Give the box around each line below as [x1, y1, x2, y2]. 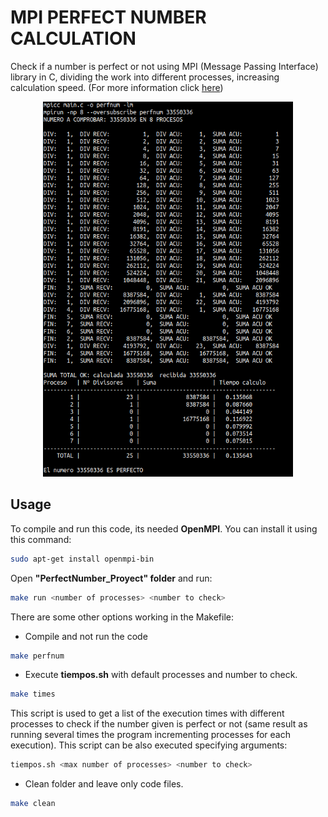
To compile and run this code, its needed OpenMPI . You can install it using [10, 522, 318, 535]
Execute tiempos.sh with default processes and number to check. [24, 669, 298, 681]
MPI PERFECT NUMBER [10, 6, 207, 29]
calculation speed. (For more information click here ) [10, 81, 224, 93]
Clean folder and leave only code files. [24, 778, 184, 790]
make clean [10, 799, 56, 809]
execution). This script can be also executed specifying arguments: [10, 739, 288, 751]
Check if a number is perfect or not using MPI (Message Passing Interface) [10, 60, 319, 72]
